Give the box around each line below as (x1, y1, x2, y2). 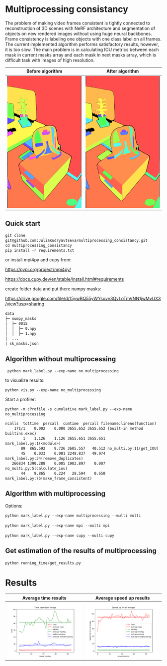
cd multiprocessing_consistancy (5, 243, 72, 248)
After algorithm (106, 68, 139, 74)
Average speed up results (95, 595, 150, 601)
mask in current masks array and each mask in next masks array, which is (5, 51, 157, 58)
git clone (5, 233, 26, 238)
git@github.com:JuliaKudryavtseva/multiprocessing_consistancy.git (5, 238, 148, 243)
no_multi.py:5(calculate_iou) (5, 466, 68, 471)
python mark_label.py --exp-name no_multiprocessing (7, 368, 119, 373)
